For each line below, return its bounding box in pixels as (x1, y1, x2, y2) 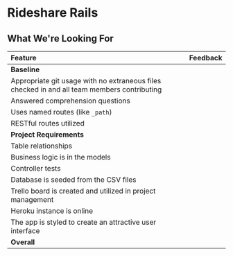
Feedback (189, 53, 223, 62)
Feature (10, 53, 37, 62)
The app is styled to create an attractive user (10, 217, 157, 227)
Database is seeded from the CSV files (10, 175, 137, 185)
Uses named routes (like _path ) (10, 108, 112, 117)
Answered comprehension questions (10, 96, 130, 105)
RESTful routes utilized (10, 119, 85, 128)
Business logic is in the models (10, 153, 111, 162)
